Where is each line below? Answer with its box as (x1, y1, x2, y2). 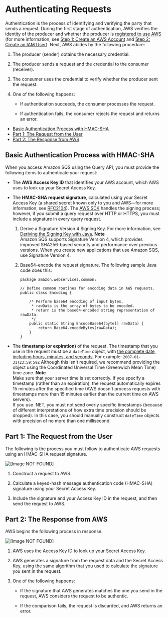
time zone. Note (12, 369, 46, 375)
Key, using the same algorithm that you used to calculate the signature (12, 563, 158, 569)
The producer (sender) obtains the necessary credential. (12, 51, 130, 57)
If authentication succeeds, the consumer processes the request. (20, 100, 155, 107)
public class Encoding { (20, 290, 72, 295)
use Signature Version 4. (20, 252, 71, 258)
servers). (12, 396, 32, 402)
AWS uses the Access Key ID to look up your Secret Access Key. (12, 548, 146, 554)
